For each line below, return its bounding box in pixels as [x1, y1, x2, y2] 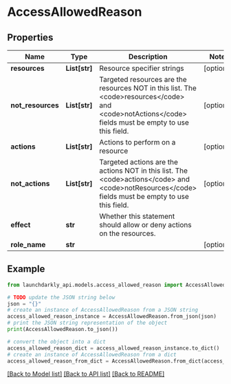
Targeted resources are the [99, 75, 187, 84]
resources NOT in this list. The [99, 83, 197, 93]
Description [128, 52, 168, 61]
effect [10, 220, 31, 229]
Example [7, 263, 45, 275]
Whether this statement [99, 211, 175, 221]
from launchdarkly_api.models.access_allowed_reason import [7, 281, 184, 288]
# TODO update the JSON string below [7, 294, 115, 301]
